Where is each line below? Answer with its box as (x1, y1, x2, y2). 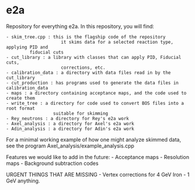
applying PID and (6, 44, 48, 50)
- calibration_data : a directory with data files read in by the (6, 69, 171, 76)
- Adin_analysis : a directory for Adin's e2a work (6, 126, 134, 132)
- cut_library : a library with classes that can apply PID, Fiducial (6, 54, 182, 60)
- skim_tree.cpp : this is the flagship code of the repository (6, 34, 166, 40)
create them (6, 95, 35, 101)
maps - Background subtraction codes (6, 160, 99, 167)
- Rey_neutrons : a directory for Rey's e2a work (6, 115, 130, 121)
